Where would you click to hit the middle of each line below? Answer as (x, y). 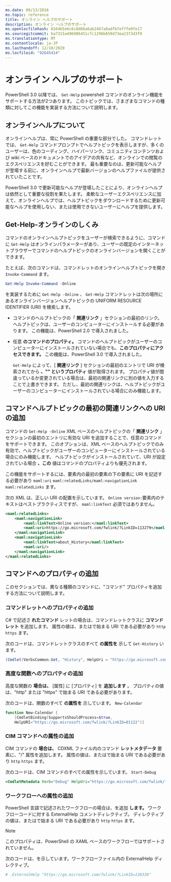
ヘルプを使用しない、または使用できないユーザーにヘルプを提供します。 (90, 207)
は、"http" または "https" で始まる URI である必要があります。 (70, 692)
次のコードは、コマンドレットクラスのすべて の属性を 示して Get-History (82, 643)
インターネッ (150, 244)
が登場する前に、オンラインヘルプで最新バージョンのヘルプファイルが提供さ (85, 170)
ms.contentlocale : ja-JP (32, 43)
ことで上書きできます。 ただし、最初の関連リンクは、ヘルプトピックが (87, 384)
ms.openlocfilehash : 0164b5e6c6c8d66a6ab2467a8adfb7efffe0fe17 (74, 29)
